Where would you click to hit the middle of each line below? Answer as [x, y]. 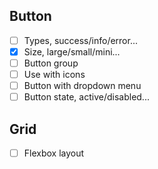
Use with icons [54, 74]
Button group [51, 63]
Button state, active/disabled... [86, 97]
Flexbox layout [54, 153]
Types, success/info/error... [81, 40]
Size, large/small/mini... [72, 51]
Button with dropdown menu [82, 86]
